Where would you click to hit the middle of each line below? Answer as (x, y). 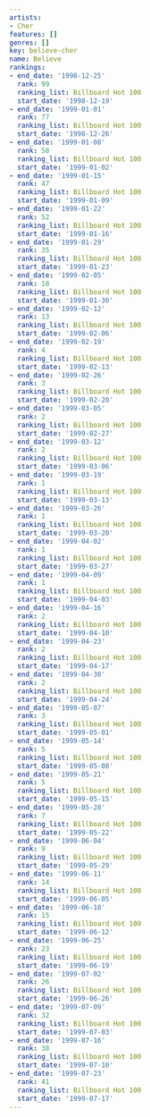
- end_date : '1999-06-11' (57, 874)
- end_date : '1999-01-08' (57, 142)
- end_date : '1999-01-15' (57, 175)
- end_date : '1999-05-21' (57, 774)
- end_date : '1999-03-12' (57, 442)
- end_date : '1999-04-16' (57, 608)
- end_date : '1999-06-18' (57, 907)
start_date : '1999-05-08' (66, 766)
